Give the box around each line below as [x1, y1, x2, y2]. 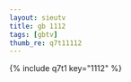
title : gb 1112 [9, 22, 66, 31]
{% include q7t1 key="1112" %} [9, 63, 123, 74]
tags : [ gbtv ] [9, 30, 58, 39]
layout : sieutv [9, 13, 66, 23]
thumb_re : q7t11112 [9, 38, 83, 48]
